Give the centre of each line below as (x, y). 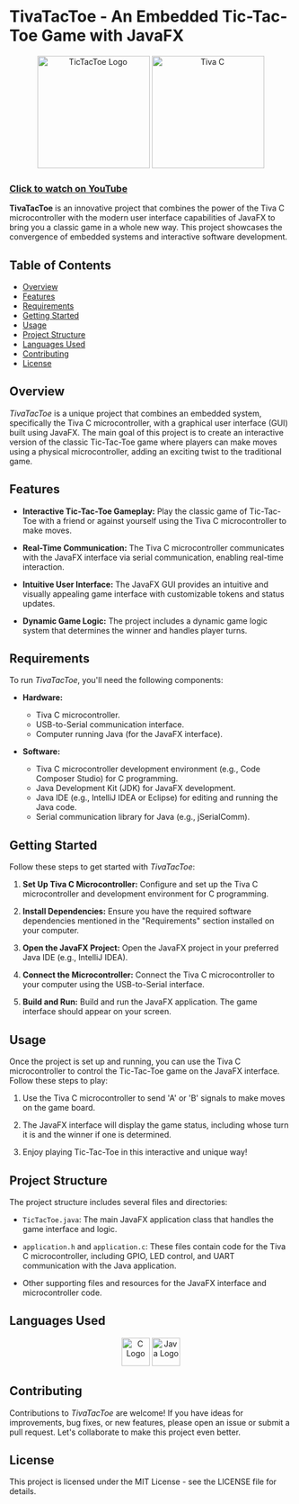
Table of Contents (61, 265)
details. (23, 1491)
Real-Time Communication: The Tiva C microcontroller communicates (153, 547)
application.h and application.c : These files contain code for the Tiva (154, 1246)
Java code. (56, 807)
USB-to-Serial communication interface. (110, 725)
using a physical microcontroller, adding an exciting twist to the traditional (145, 451)
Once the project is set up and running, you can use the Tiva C (125, 1062)
